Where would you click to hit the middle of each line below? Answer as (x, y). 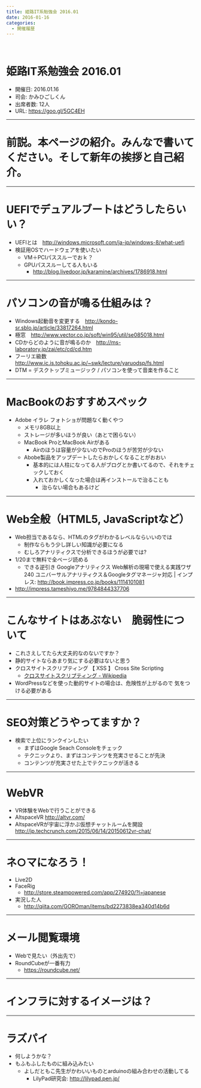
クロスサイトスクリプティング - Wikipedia (75, 675)
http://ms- (109, 342)
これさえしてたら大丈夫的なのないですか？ (67, 653)
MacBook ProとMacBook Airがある (67, 442)
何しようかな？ (33, 1056)
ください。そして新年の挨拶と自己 (90, 158)
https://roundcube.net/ (52, 970)
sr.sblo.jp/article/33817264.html (54, 328)
